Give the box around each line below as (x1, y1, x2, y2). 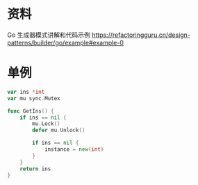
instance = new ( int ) (44, 146, 104, 153)
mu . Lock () (32, 120, 60, 127)
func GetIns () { (7, 107, 54, 115)
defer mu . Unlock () (32, 127, 85, 134)
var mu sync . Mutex (7, 95, 60, 102)
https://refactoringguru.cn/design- (91, 31, 191, 39)
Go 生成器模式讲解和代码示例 (7, 31, 90, 39)
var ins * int (7, 88, 45, 95)
